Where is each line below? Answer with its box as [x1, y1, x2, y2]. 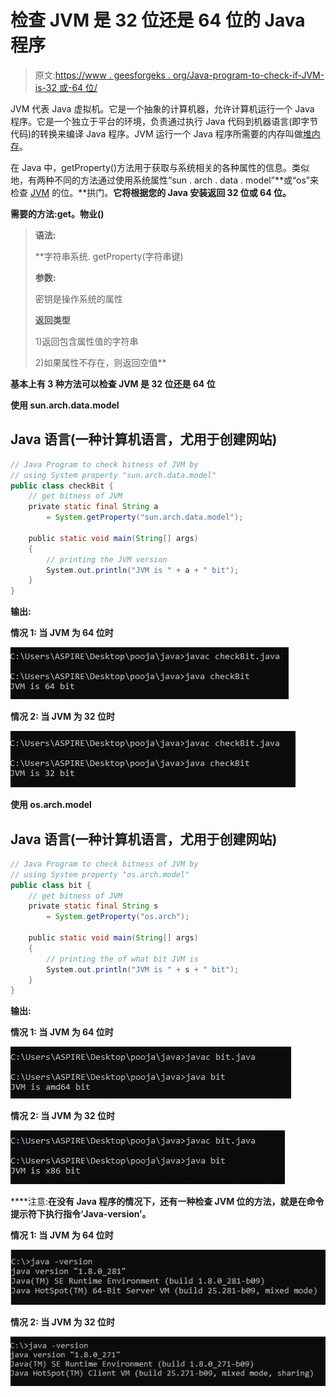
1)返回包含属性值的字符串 [34, 335, 139, 347]
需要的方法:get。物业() [10, 207, 105, 220]
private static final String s [28, 901, 159, 911]
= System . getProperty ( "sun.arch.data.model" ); [46, 512, 244, 523]
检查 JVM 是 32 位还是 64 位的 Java [10, 9, 306, 32]
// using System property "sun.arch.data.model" [10, 470, 217, 480]
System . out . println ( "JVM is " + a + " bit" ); [46, 565, 240, 575]
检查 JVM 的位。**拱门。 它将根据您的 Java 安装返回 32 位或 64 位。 [10, 186, 292, 198]
